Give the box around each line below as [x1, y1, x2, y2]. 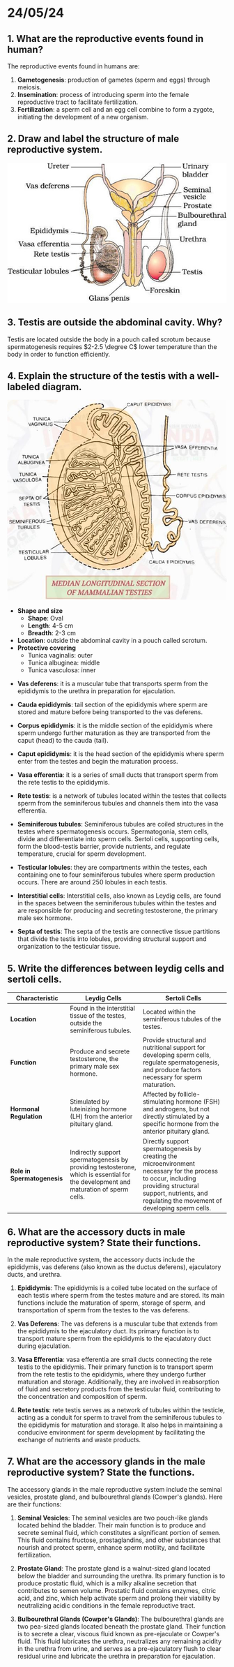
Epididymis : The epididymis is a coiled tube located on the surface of [17, 1283, 218, 1292]
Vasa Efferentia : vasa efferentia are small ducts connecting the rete [17, 1355, 212, 1363]
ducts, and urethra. [7, 1270, 62, 1278]
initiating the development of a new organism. [17, 113, 149, 121]
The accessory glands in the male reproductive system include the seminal [7, 1485, 222, 1493]
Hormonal [10, 1105, 40, 1113]
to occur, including [142, 1174, 196, 1183]
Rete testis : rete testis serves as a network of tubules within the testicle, [17, 1405, 225, 1414]
